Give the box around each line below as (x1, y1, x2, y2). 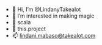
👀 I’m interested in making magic (12, 12, 95, 19)
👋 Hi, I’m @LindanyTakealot (12, 6, 81, 13)
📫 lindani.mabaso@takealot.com (12, 32, 96, 39)
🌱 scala (12, 19, 31, 26)
